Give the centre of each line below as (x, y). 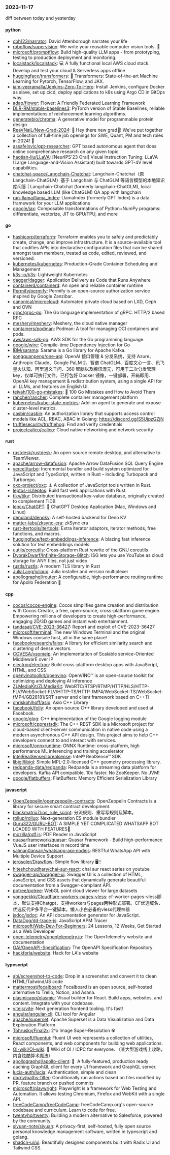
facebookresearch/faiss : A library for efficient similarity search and (83, 643)
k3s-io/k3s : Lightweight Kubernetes (50, 274)
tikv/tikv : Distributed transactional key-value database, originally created (88, 496)
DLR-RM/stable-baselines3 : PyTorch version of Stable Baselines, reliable (89, 108)
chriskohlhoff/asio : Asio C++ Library (50, 702)
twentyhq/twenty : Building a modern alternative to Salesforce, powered (87, 1115)
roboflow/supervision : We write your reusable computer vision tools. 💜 (86, 46)
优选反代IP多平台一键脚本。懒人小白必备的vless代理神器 (71, 909)
